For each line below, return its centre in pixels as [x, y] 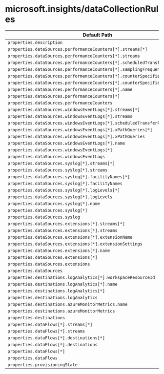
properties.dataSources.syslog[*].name [54, 203]
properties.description [35, 42]
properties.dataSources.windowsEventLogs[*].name [66, 143]
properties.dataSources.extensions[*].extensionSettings [75, 244]
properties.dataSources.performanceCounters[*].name [70, 89]
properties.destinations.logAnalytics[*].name [63, 284]
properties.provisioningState [43, 364]
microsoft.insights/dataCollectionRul [82, 9]
